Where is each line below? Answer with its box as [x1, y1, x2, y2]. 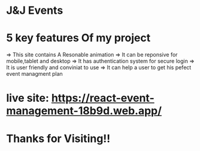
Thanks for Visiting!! [6, 132, 111, 145]
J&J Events [6, 4, 63, 17]
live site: [6, 91, 50, 105]
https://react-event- [51, 91, 154, 105]
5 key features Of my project [6, 31, 151, 45]
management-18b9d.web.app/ [6, 104, 162, 118]
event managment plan [6, 70, 63, 78]
